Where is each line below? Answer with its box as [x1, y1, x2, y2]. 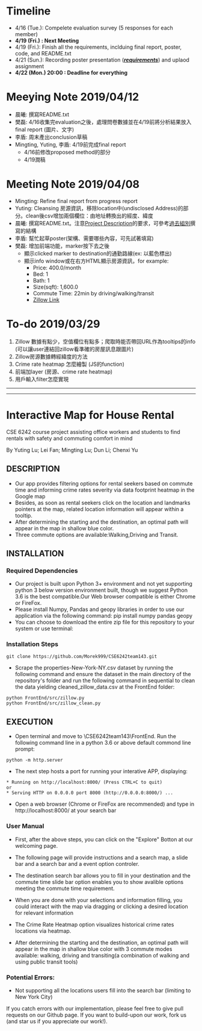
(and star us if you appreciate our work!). [6, 1017, 108, 1025]
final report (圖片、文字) [14, 125, 75, 133]
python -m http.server [6, 757, 63, 763]
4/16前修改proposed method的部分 [23, 148, 111, 155]
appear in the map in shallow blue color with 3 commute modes [14, 945, 173, 953]
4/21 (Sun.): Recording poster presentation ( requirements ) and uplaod [14, 56, 189, 63]
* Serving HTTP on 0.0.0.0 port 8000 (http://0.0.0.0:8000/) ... [6, 790, 173, 796]
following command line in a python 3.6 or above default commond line [14, 739, 191, 747]
